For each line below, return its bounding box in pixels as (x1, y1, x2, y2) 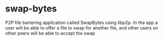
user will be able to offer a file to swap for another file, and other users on (5, 24, 158, 30)
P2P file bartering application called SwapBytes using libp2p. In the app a (5, 19, 158, 25)
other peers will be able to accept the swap (5, 30, 95, 36)
